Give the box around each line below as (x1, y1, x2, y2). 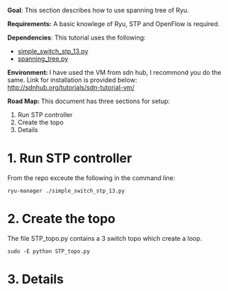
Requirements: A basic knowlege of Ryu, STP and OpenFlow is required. (7, 20, 220, 28)
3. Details (7, 271, 64, 287)
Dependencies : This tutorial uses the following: (7, 33, 147, 42)
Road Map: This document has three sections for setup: (7, 97, 171, 105)
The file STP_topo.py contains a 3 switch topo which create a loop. (7, 234, 203, 242)
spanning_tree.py (17, 54, 69, 63)
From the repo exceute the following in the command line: (7, 173, 176, 182)
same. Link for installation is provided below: (7, 76, 137, 84)
